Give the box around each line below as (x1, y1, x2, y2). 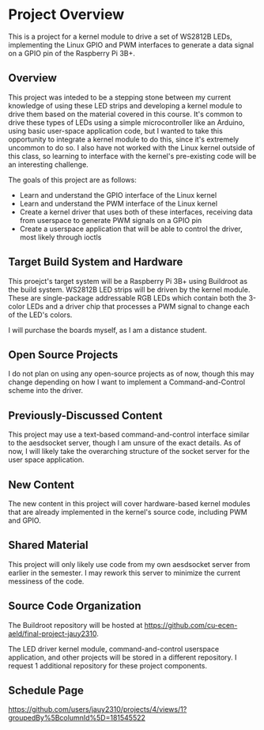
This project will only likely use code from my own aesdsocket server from (8, 559, 251, 569)
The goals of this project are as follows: (8, 175, 137, 184)
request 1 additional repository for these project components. (8, 660, 208, 670)
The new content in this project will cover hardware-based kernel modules (8, 499, 251, 508)
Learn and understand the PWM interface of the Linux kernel (19, 199, 218, 208)
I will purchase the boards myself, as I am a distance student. (8, 325, 207, 335)
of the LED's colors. (8, 310, 73, 320)
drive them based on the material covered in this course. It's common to (8, 109, 243, 119)
